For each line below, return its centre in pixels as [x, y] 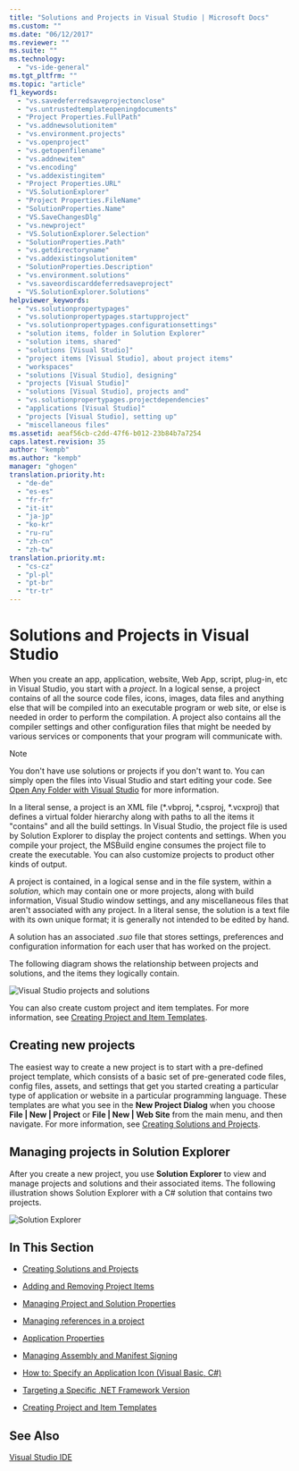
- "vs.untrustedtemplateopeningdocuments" [97, 109]
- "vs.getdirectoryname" [63, 250]
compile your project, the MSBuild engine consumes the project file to [137, 845]
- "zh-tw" [35, 550]
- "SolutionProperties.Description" [85, 267]
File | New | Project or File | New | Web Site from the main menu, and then [146, 1114]
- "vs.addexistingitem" [61, 175]
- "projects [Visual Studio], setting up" [97, 417]
